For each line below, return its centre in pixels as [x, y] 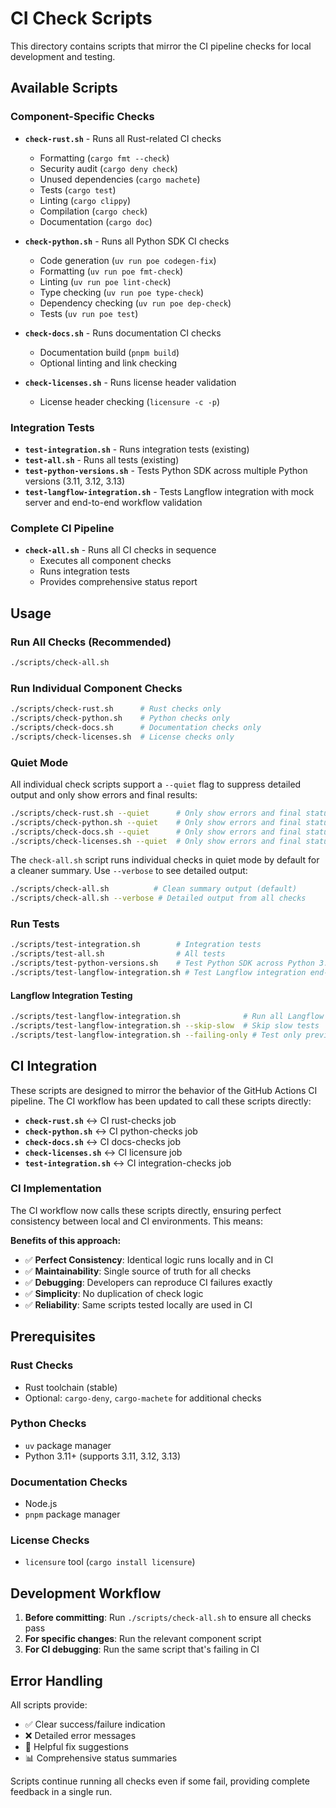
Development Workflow [86, 1593]
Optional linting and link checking [108, 363]
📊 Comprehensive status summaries [101, 1758]
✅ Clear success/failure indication [95, 1724]
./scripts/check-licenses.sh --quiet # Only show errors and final [156, 841]
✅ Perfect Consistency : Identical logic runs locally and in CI [149, 1259]
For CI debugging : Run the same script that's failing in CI [142, 1649]
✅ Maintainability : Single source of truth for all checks [138, 1271]
